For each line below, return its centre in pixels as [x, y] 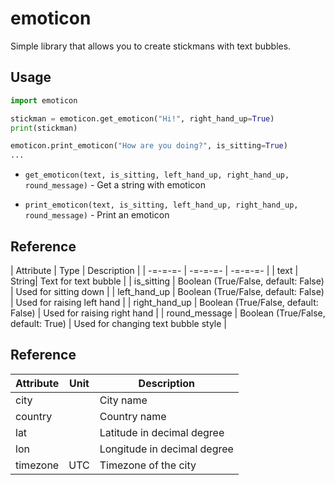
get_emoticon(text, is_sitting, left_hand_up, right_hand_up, [157, 175]
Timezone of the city [148, 465]
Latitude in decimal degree [162, 432]
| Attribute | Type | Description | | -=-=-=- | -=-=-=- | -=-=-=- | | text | [154, 270]
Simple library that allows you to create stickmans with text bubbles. [151, 46]
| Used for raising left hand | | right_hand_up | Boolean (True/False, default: [164, 302]
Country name [133, 416]
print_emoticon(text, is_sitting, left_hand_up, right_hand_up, [161, 205]
